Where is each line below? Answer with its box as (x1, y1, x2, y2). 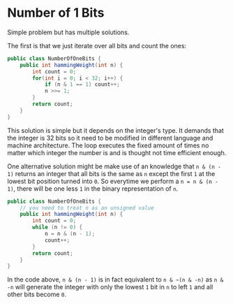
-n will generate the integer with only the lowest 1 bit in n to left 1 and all (7, 283, 213, 291)
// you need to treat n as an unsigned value (20, 204, 155, 211)
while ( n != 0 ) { (32, 224, 82, 231)
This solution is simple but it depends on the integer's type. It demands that (7, 126, 225, 134)
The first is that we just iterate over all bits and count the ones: (7, 41, 187, 50)
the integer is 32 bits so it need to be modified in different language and (7, 133, 213, 142)
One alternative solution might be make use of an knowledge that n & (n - (7, 162, 221, 171)
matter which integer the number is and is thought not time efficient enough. (7, 148, 227, 157)
